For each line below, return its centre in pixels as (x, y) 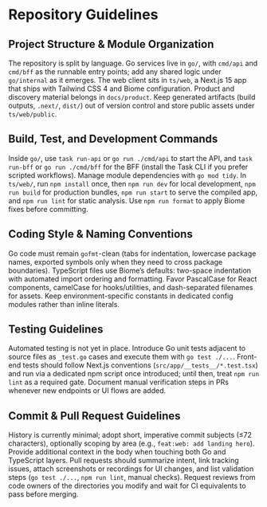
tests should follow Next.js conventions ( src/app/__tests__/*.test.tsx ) (141, 365)
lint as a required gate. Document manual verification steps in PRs (119, 382)
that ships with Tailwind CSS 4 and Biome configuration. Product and (122, 88)
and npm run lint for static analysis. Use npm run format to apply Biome (127, 200)
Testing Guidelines (56, 330)
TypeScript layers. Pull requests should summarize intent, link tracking (124, 461)
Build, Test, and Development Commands (113, 139)
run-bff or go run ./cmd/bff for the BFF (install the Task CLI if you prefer (128, 167)
